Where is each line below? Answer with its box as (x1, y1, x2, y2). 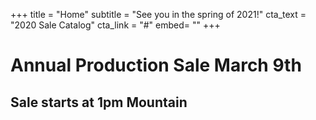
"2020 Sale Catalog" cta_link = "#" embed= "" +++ (10, 19, 221, 31)
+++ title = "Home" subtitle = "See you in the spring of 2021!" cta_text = (10, 9, 307, 20)
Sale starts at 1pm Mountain (10, 94, 188, 111)
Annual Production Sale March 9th (10, 54, 302, 77)
